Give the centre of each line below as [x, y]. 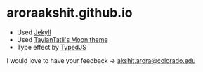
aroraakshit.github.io [70, 13]
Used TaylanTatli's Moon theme [62, 39]
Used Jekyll [34, 32]
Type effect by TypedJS [52, 47]
